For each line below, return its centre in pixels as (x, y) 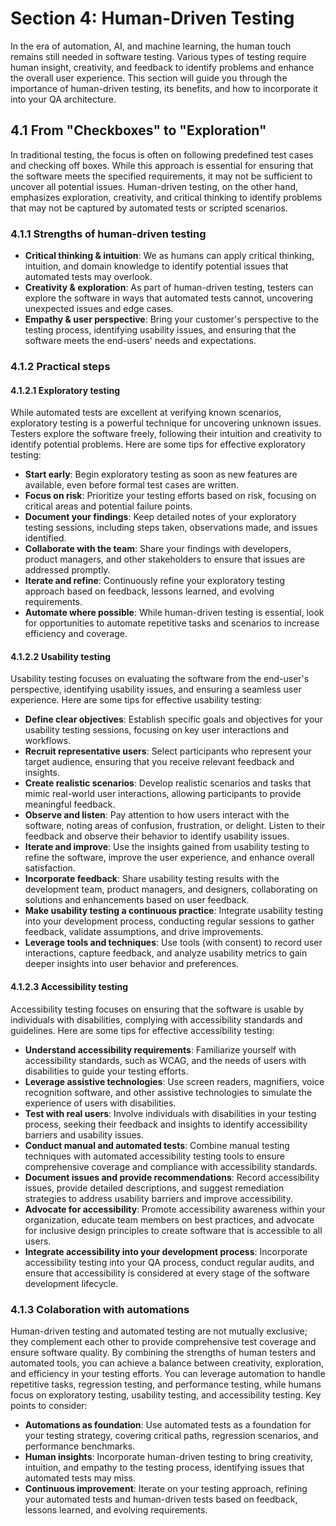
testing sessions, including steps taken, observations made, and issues (171, 528)
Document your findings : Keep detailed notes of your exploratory (160, 517)
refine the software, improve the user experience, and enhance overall (169, 858)
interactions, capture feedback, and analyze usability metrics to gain (166, 953)
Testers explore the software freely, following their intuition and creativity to (166, 434)
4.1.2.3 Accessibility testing (69, 986)
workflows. (48, 741)
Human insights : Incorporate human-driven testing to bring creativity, (169, 1456)
